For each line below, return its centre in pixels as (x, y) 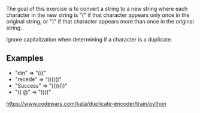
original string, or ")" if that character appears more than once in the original (100, 21)
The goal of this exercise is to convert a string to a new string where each (97, 9)
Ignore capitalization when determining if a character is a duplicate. (89, 39)
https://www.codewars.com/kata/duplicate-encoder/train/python (86, 103)
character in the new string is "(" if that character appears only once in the (98, 15)
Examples (25, 59)
